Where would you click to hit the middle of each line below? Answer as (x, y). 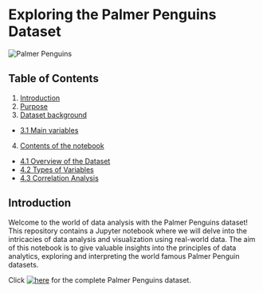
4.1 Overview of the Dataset (65, 161)
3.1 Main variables (49, 130)
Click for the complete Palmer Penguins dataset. (100, 279)
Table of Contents (54, 78)
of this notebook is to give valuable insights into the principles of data (122, 248)
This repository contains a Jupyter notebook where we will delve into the (128, 230)
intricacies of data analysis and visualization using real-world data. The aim (132, 239)
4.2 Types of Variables (57, 170)
